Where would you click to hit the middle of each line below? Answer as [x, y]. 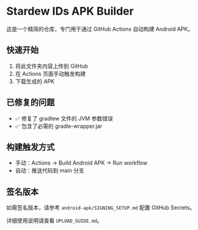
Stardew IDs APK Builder [70, 11]
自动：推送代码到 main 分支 [50, 171]
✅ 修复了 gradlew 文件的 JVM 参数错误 [64, 118]
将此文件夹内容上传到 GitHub [52, 66]
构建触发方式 [31, 147]
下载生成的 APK [35, 81]
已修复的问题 [31, 102]
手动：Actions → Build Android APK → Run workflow [81, 163]
